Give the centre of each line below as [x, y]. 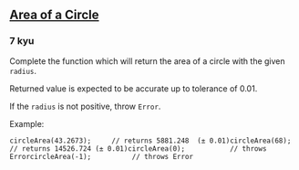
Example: [27, 123]
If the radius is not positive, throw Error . [85, 106]
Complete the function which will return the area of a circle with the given [147, 61]
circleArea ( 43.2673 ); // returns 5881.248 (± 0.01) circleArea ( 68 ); [150, 141]
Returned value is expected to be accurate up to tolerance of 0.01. [134, 88]
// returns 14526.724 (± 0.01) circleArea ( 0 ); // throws [138, 149]
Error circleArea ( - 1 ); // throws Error [102, 156]
